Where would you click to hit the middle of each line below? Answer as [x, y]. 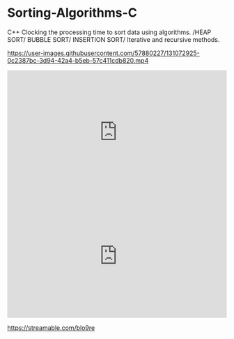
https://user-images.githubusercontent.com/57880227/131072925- [103, 53]
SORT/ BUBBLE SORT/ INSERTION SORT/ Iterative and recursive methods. [114, 39]
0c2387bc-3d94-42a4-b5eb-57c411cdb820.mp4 [78, 60]
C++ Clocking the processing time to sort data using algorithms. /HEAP [109, 32]
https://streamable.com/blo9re [51, 327]
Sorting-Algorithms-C [72, 13]
